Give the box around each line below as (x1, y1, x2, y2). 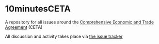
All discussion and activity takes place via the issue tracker (5, 33, 123, 39)
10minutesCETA (5, 3, 71, 14)
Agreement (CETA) (5, 24, 43, 30)
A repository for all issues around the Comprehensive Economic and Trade (5, 19, 154, 25)
